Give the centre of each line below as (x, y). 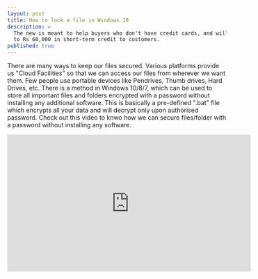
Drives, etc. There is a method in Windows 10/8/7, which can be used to (110, 88)
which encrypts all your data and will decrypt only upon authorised (103, 110)
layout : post (26, 14)
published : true (31, 46)
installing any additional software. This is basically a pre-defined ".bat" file (114, 103)
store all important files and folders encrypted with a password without (108, 95)
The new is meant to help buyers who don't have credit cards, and (113, 33)
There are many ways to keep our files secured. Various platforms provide (113, 66)
